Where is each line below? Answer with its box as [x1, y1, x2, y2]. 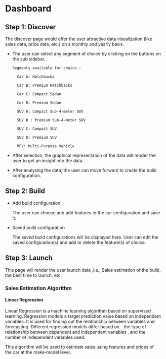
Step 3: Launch [5, 254, 53, 262]
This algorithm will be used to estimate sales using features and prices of [5, 344, 154, 350]
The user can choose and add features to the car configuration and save [12, 209, 161, 216]
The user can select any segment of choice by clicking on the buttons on [12, 51, 161, 57]
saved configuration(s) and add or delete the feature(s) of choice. [12, 239, 146, 245]
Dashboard [5, 3, 52, 14]
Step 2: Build [5, 187, 45, 195]
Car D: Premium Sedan [17, 100, 62, 105]
